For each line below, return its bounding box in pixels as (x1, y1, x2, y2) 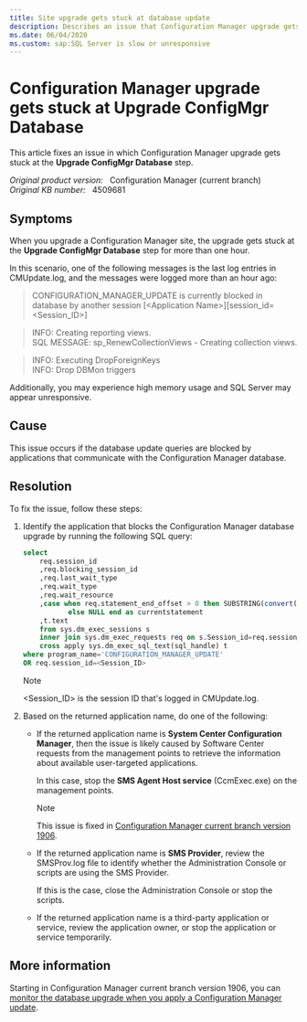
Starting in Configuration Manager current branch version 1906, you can (9, 982, 281, 993)
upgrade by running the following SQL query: (22, 530, 194, 541)
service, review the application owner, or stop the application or (36, 921, 277, 932)
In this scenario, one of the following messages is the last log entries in (9, 262, 277, 273)
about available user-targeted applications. (36, 757, 198, 768)
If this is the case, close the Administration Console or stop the (36, 884, 273, 896)
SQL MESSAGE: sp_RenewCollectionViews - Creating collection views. (31, 337, 298, 347)
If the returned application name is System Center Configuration (36, 728, 282, 739)
